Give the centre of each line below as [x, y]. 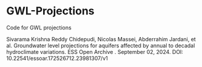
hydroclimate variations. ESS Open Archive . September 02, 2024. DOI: [95, 51]
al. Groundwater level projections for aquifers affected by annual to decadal [101, 45]
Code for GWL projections [39, 28]
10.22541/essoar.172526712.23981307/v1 [57, 58]
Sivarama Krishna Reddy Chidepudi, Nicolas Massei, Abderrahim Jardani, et [101, 39]
